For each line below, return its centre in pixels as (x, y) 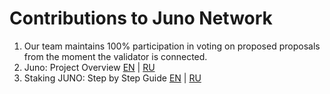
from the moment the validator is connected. (115, 56)
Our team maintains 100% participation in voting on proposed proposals (172, 46)
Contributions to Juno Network (141, 18)
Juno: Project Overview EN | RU (89, 67)
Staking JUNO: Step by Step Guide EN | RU (112, 78)
